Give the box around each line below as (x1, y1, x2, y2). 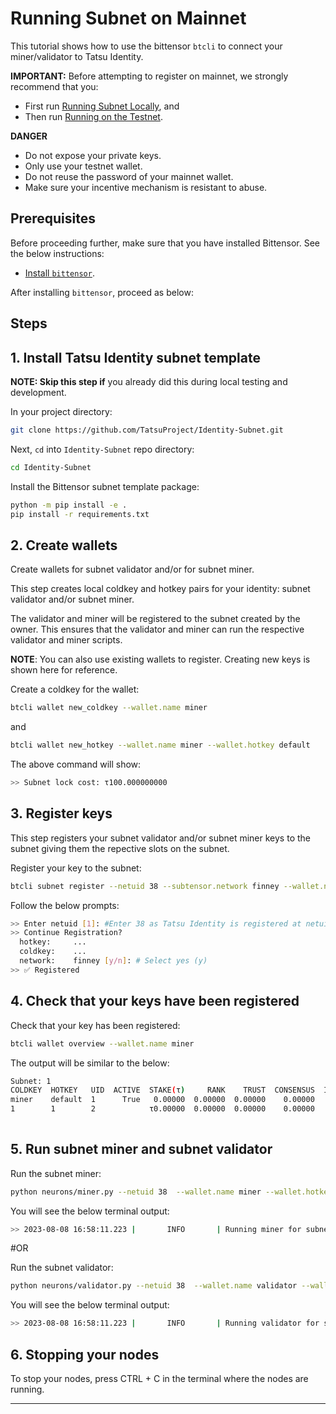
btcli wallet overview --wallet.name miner (10, 1038, 195, 1049)
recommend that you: (10, 80, 99, 92)
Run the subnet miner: (10, 1167, 102, 1179)
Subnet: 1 (10, 1076, 52, 1086)
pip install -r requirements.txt (10, 509, 150, 519)
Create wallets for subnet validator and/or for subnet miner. (10, 563, 255, 576)
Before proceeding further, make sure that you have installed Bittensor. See (10, 237, 320, 249)
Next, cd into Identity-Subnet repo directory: (10, 443, 195, 455)
